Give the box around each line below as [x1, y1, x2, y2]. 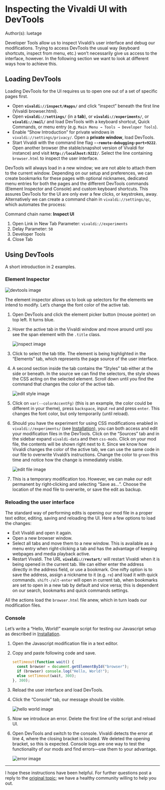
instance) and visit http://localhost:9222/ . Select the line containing [12, 150, 153, 156]
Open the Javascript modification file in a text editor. [12, 641, 119, 647]
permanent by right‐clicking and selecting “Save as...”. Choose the [12, 481, 146, 487]
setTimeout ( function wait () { [12, 659, 75, 665]
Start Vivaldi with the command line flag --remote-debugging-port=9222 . [12, 139, 157, 145]
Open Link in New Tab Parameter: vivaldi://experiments [12, 220, 128, 226]
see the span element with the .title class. [12, 331, 101, 337]
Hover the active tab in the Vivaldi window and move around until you [12, 326, 153, 332]
